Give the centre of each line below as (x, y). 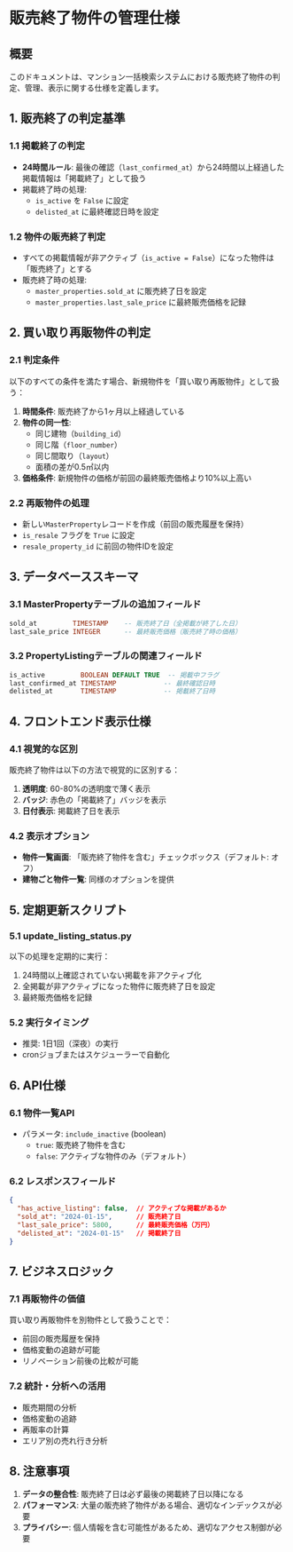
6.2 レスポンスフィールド (63, 1181)
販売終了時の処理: (54, 280)
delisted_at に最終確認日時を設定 (97, 211)
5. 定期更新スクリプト (68, 910)
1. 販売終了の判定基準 (67, 119)
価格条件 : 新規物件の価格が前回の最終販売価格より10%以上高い (137, 478)
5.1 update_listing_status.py (71, 936)
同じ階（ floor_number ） (78, 444)
